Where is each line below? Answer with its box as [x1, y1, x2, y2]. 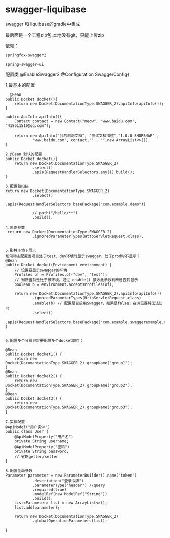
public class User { [5, 429, 49, 434]
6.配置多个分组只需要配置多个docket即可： [5, 338, 84, 343]
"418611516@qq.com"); [5, 123, 51, 128]
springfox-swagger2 [5, 52, 47, 58]
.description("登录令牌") [32, 478, 84, 483]
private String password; [14, 449, 69, 454]
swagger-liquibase [5, 4, 87, 15]
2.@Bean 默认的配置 [5, 151, 42, 157]
